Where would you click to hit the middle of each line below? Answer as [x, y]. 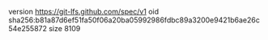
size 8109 [64, 28]
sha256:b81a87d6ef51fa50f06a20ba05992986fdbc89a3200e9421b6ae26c [134, 20]
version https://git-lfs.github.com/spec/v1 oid [84, 12]
